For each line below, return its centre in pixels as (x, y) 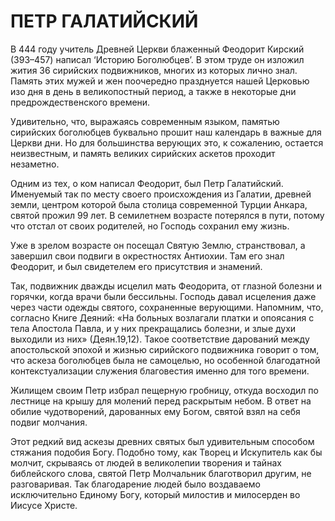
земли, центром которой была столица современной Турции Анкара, (159, 204)
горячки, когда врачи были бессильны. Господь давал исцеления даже (163, 296)
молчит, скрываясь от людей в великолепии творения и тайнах (146, 462)
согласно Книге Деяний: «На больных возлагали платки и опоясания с (162, 317)
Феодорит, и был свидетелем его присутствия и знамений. (136, 266)
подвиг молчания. (49, 422)
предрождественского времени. (80, 102)
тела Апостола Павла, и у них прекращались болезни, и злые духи (153, 328)
